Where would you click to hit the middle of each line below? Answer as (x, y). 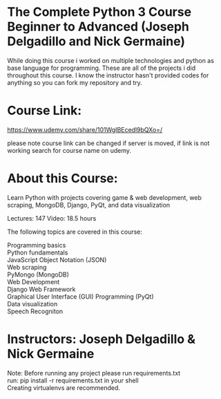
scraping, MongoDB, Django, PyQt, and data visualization (89, 205)
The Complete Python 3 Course (99, 12)
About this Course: (63, 179)
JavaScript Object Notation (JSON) (57, 259)
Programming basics (37, 245)
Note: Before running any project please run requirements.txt (94, 373)
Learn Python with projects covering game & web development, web (105, 197)
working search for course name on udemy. (69, 150)
